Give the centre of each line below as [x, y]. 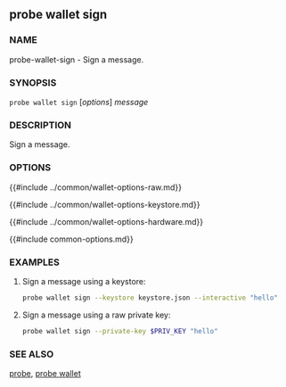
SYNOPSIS [33, 82]
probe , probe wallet [45, 373]
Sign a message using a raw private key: [96, 315]
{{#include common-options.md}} [71, 239]
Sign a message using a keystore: [84, 281]
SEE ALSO [32, 354]
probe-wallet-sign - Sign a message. [77, 59]
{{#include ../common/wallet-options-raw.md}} [96, 187]
